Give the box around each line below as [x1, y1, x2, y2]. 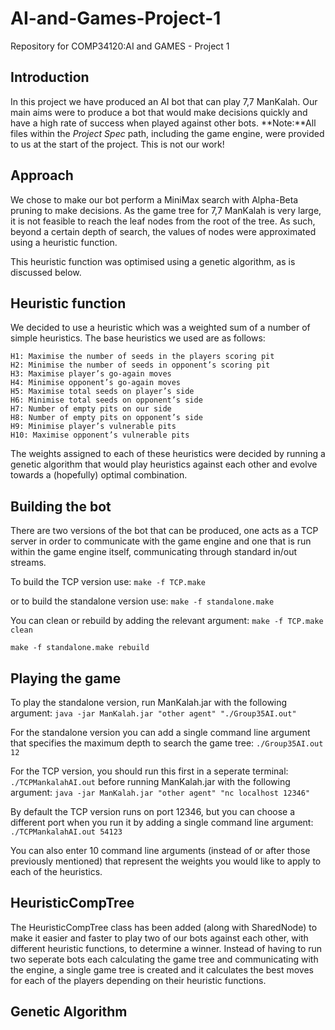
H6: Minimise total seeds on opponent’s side [10, 395, 203, 406]
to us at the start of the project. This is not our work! [10, 138, 225, 150]
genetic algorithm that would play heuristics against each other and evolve [10, 458, 318, 471]
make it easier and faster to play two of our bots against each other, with [10, 932, 309, 944]
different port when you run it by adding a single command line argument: [10, 817, 314, 828]
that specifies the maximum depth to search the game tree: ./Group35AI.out [10, 737, 324, 749]
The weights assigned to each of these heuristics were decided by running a [10, 448, 326, 460]
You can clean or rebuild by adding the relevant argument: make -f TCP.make [10, 615, 324, 627]
